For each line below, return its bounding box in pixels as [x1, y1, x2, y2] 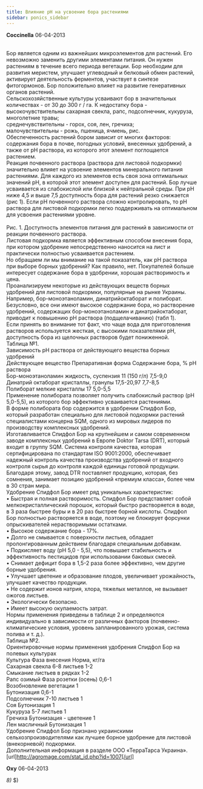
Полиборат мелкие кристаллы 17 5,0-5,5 [6, 385, 111, 392]
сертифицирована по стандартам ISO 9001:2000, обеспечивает [6, 449, 171, 457]
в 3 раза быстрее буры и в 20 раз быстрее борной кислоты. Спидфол [6, 508, 187, 515]
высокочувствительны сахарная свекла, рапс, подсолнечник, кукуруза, [6, 108, 194, 115]
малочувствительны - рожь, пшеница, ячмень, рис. [6, 127, 141, 134]
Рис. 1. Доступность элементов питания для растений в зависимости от [6, 224, 194, 231]
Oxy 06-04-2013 [6, 765, 48, 772]
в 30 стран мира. [6, 482, 51, 489]
